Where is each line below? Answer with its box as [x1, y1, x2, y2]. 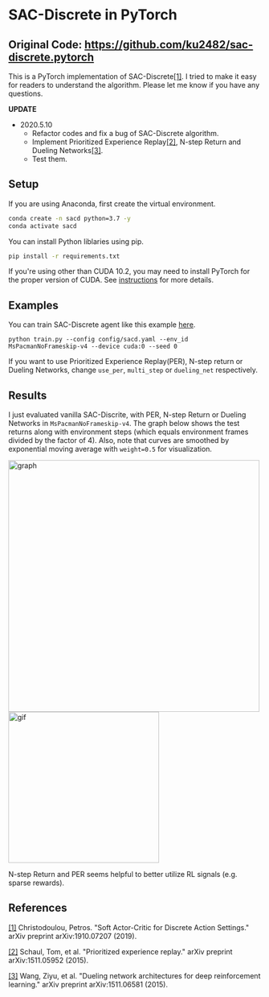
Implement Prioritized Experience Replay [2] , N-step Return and [31, 137, 242, 147]
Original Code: [8, 38, 83, 52]
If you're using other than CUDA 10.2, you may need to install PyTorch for [8, 267, 251, 276]
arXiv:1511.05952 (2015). [8, 955, 89, 965]
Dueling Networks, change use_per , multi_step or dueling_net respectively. [8, 365, 259, 375]
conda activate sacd [8, 221, 78, 230]
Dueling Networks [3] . [31, 146, 104, 155]
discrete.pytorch [8, 50, 95, 64]
